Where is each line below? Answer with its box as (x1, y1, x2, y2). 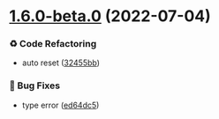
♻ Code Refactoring (9, 38, 97, 50)
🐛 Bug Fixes (9, 79, 60, 92)
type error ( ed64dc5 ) (21, 100, 100, 110)
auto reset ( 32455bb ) (21, 57, 100, 68)
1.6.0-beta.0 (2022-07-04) (9, 6, 212, 26)
